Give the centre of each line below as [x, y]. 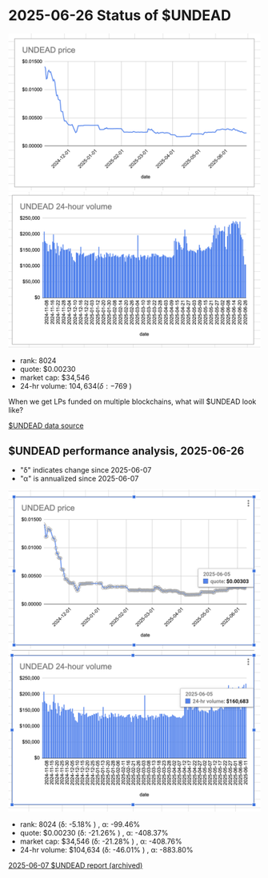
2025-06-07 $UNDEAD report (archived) [76, 865]
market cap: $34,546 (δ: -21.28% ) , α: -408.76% [101, 841]
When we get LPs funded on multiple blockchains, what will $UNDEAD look [132, 401]
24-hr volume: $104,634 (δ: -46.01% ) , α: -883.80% [106, 850]
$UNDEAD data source [46, 425]
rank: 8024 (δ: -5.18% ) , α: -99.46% [80, 824]
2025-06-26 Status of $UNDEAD [120, 16]
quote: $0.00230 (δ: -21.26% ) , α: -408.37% [94, 833]
